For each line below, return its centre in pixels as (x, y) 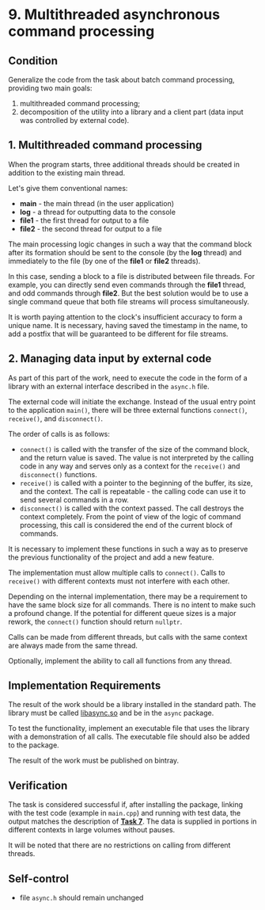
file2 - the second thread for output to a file (91, 228)
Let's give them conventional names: (68, 188)
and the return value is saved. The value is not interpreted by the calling (137, 457)
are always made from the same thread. (73, 645)
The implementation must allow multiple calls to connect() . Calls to (117, 572)
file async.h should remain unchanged (81, 898)
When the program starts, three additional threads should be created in (124, 164)
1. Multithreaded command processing (105, 145)
